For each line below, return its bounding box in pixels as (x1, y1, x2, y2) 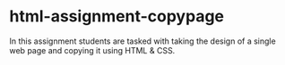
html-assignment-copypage (9, 6, 225, 27)
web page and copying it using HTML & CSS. (9, 45, 176, 55)
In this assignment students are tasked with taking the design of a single (9, 36, 276, 46)
